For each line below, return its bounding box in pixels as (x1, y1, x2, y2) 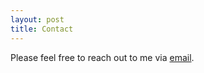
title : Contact (10, 24, 74, 34)
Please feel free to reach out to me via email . (10, 51, 195, 63)
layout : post (10, 14, 65, 25)
